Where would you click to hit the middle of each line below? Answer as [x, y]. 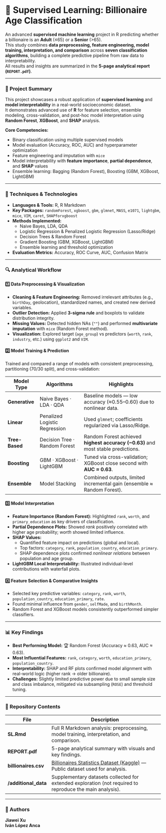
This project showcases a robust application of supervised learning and [79, 100]
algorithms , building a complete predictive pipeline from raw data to [75, 55]
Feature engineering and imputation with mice [59, 156]
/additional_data [27, 783]
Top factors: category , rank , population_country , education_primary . [89, 548]
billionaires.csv [26, 766]
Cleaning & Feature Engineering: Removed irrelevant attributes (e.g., [83, 297]
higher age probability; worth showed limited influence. [68, 532]
